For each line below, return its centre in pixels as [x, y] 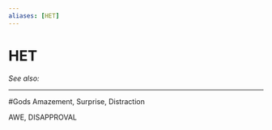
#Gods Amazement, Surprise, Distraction [77, 101]
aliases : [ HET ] [34, 16]
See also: [24, 78]
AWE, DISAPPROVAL [42, 117]
